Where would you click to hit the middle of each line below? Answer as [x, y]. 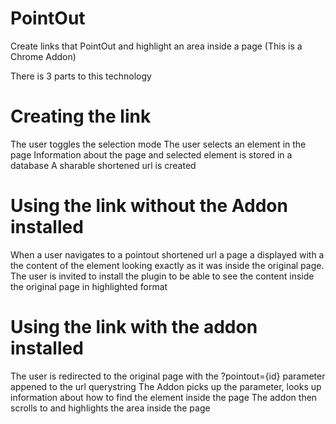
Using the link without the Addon [149, 206]
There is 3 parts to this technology [81, 76]
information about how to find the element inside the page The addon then [164, 397]
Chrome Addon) [43, 56]
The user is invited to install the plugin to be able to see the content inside [162, 276]
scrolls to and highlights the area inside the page [110, 408]
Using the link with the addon [134, 327]
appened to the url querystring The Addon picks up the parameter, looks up [166, 386]
